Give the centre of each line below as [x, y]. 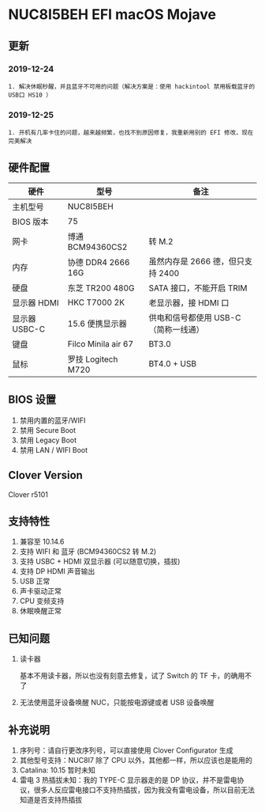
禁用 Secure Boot [48, 430]
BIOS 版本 [30, 222]
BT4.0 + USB [173, 363]
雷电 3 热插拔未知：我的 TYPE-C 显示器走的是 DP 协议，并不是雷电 [128, 780]
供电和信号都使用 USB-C [195, 317]
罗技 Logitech [93, 359]
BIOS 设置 [32, 400]
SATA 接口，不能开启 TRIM [198, 288]
